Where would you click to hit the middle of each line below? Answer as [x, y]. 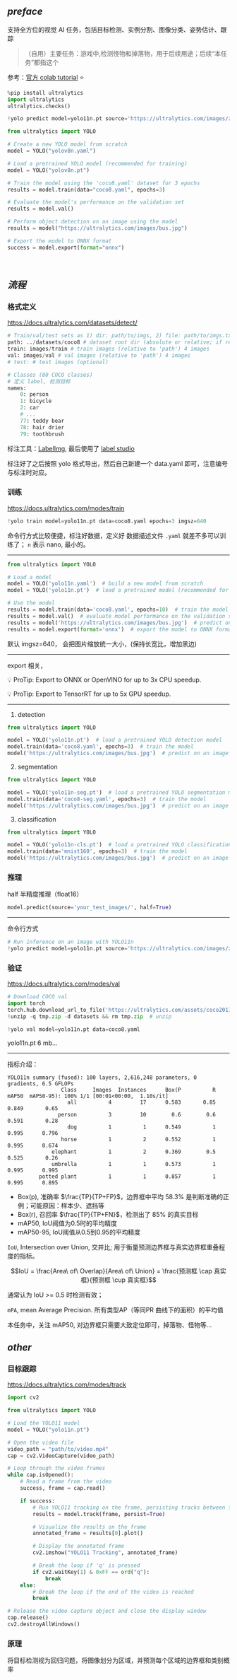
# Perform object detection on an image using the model [93, 222]
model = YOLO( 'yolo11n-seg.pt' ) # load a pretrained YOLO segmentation [116, 792]
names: [17, 388]
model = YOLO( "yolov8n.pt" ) [49, 170]
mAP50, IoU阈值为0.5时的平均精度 [67, 1223]
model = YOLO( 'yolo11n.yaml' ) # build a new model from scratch [105, 584]
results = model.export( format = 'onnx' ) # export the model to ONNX [110, 629]
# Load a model [30, 577]
